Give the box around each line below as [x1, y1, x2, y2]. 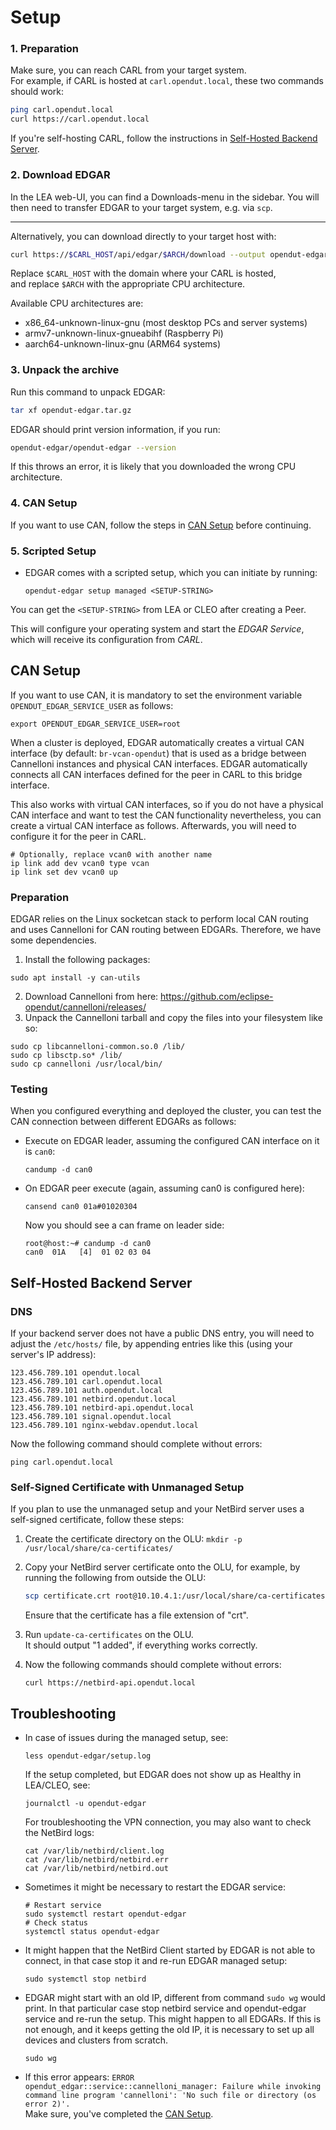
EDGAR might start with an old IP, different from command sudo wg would [24, 1992, 326, 2004]
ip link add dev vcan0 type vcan [10, 858, 150, 868]
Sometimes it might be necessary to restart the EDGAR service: [24, 1881, 287, 1893]
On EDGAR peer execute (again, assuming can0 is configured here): [24, 1182, 305, 1195]
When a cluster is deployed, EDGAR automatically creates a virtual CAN [10, 736, 305, 748]
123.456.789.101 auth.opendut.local [10, 1386, 163, 1396]
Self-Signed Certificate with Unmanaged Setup [10, 1481, 245, 1495]
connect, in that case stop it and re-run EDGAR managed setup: [24, 1955, 288, 1967]
